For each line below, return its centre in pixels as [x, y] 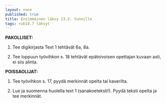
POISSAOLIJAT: [22, 72]
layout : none [19, 10]
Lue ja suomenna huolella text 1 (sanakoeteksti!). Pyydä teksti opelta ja [84, 91]
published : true [22, 14]
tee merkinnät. [27, 96]
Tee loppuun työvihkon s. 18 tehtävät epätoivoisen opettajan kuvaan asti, [87, 57]
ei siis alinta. [25, 62]
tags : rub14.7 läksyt [28, 24]
